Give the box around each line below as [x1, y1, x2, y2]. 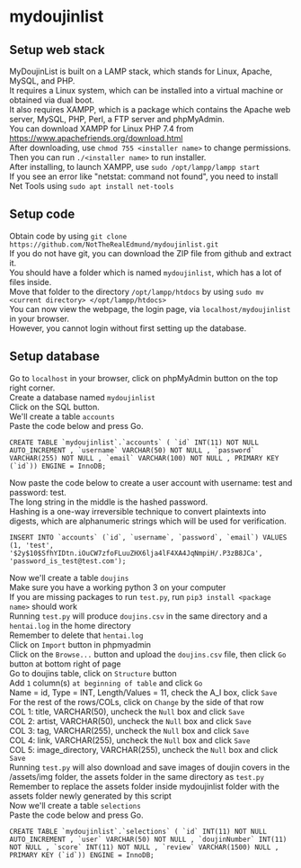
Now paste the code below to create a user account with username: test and [9, 477, 293, 488]
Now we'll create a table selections [9, 800, 141, 810]
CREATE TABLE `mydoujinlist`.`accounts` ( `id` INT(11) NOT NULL [9, 438, 259, 447]
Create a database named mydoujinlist [9, 391, 155, 402]
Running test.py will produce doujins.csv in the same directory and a [9, 610, 268, 622]
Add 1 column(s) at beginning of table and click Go [9, 677, 203, 688]
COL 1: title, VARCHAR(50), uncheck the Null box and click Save [9, 706, 245, 717]
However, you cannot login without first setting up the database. [9, 322, 247, 334]
